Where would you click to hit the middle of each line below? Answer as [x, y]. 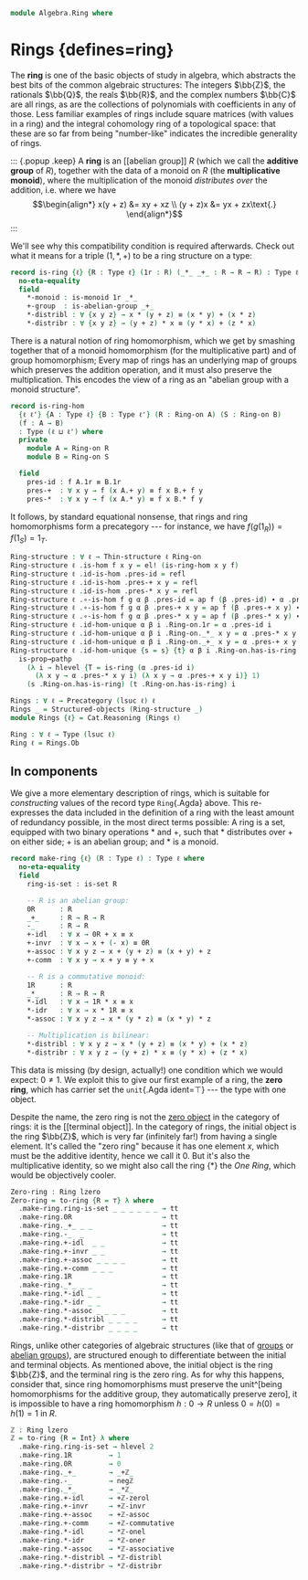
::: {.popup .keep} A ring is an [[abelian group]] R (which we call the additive [154, 161]
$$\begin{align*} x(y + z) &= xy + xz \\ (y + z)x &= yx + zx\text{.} [154, 204]
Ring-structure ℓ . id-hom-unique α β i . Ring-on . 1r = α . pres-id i [141, 625]
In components [54, 771]
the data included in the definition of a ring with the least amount [173, 812]
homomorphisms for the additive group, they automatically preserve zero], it [154, 1394]
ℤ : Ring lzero [39, 1430]
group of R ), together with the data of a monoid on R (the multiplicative [146, 170]
